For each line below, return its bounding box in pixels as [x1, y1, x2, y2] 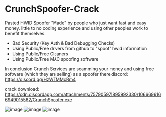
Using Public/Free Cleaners [12, 51, 68, 57]
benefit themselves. [5, 30, 46, 36]
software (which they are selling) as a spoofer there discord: [5, 71, 128, 77]
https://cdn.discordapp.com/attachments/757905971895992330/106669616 [5, 91, 161, 97]
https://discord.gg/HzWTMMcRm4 [5, 76, 76, 82]
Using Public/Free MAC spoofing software [12, 56, 99, 62]
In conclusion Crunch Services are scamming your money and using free [5, 66, 154, 72]
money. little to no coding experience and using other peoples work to [5, 25, 148, 31]
